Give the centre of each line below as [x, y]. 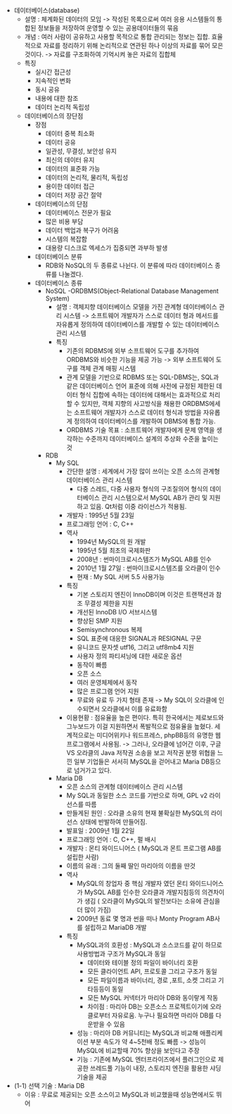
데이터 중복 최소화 [70, 133]
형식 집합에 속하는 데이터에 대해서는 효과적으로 [143, 395]
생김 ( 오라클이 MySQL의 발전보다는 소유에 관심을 [152, 901]
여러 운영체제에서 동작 [107, 682]
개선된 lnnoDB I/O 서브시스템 [117, 612]
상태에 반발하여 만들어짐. [114, 822]
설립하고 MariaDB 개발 [115, 927]
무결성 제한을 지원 [109, 603]
